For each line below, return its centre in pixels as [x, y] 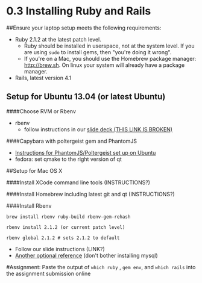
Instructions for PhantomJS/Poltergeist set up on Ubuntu [85, 152]
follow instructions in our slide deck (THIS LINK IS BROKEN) [98, 129]
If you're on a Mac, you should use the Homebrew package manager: [110, 58]
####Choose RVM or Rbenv [41, 111]
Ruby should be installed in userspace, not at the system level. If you [109, 46]
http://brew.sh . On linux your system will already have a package [104, 65]
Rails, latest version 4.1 [43, 78]
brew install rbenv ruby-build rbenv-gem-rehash [68, 217]
